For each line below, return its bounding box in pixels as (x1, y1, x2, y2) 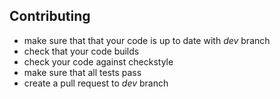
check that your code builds (23, 45, 140, 57)
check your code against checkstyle (23, 55, 174, 68)
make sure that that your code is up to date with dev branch (23, 34, 271, 46)
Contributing (9, 8, 91, 25)
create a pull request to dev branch (23, 77, 169, 89)
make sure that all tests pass (23, 66, 142, 78)
